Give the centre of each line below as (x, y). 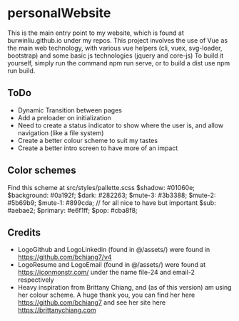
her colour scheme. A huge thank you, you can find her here (106, 295)
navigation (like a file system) (61, 132)
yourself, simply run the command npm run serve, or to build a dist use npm (119, 63)
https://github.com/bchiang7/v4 (65, 257)
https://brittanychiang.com (57, 310)
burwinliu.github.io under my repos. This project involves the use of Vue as (118, 40)
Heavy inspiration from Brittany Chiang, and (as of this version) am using (124, 288)
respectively (36, 280)
